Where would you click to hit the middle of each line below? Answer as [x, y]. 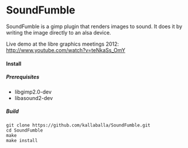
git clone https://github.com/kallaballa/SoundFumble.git [78, 125]
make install [22, 141]
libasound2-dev [34, 98]
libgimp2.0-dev [33, 92]
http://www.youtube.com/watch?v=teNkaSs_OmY [66, 50]
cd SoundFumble [25, 130]
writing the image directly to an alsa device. [59, 32]
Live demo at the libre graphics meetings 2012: [62, 44]
